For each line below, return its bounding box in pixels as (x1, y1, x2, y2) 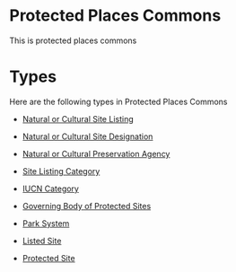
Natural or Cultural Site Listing (22, 113, 134, 124)
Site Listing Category (22, 165, 101, 176)
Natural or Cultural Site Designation (22, 131, 153, 142)
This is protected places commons (9, 35, 137, 46)
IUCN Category (22, 183, 79, 194)
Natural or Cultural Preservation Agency (22, 148, 170, 159)
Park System (22, 217, 70, 229)
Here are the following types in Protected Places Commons (9, 96, 228, 107)
